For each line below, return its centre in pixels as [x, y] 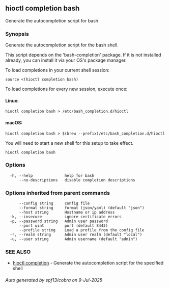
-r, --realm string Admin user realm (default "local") [76, 235]
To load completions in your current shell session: [58, 70]
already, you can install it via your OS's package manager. [66, 60]
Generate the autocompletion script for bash [52, 20]
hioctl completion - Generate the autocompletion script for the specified [88, 263]
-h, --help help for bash [52, 175]
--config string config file [54, 203]
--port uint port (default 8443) [63, 226]
